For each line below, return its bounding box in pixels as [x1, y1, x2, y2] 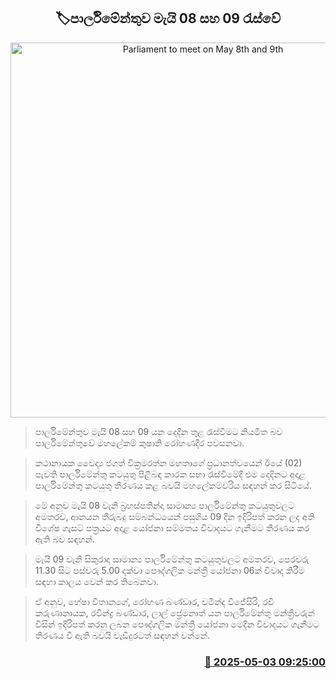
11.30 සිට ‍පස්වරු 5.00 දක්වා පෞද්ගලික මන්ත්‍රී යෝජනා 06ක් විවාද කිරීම [34, 564, 305, 576]
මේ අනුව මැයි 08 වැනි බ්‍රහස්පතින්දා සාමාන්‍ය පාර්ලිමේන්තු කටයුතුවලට [34, 499, 295, 511]
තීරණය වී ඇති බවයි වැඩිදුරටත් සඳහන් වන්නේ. [34, 629, 211, 641]
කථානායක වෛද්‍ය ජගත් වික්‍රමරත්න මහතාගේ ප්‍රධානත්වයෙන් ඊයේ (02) [34, 456, 303, 469]
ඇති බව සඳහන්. [34, 533, 95, 545]
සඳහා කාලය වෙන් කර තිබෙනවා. [34, 575, 159, 587]
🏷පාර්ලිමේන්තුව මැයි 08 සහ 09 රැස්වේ [54, 10, 282, 27]
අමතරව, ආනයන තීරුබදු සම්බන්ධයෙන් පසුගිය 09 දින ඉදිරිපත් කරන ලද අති [34, 510, 315, 522]
